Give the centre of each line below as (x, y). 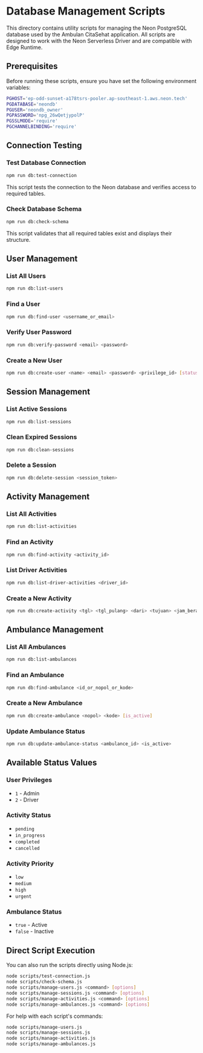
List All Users (26, 276)
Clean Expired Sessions (42, 437)
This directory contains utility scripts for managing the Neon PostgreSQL (97, 28)
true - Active (31, 925)
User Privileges (29, 780)
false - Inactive (34, 931)
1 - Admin (27, 793)
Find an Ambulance (35, 675)
